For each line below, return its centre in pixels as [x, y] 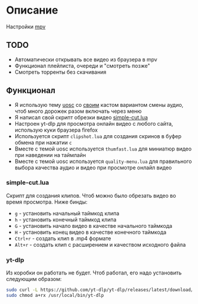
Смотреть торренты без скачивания [60, 72]
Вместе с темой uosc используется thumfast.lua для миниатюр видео [103, 149]
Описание [32, 10]
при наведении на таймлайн [50, 155]
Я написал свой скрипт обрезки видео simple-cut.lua [81, 117]
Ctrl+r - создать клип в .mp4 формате [63, 238]
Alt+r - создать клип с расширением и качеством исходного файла [100, 244]
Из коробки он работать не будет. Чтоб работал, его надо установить [94, 273]
